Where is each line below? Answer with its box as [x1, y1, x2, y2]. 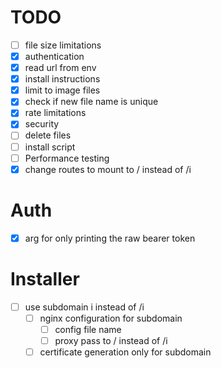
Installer [10, 267, 80, 290]
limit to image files [24, 84, 101, 96]
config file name [54, 323, 122, 335]
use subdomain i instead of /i [24, 301, 145, 313]
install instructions [24, 73, 101, 85]
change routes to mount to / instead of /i [24, 163, 192, 175]
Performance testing [24, 152, 110, 164]
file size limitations [24, 39, 102, 51]
